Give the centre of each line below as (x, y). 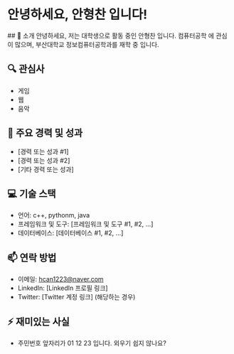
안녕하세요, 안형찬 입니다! (78, 15)
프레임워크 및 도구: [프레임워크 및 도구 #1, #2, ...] (85, 224)
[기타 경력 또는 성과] (46, 169)
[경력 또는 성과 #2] (44, 160)
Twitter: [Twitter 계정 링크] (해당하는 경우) (76, 297)
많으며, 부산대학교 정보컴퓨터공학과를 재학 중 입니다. (87, 44)
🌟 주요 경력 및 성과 (45, 133)
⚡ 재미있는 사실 (38, 322)
